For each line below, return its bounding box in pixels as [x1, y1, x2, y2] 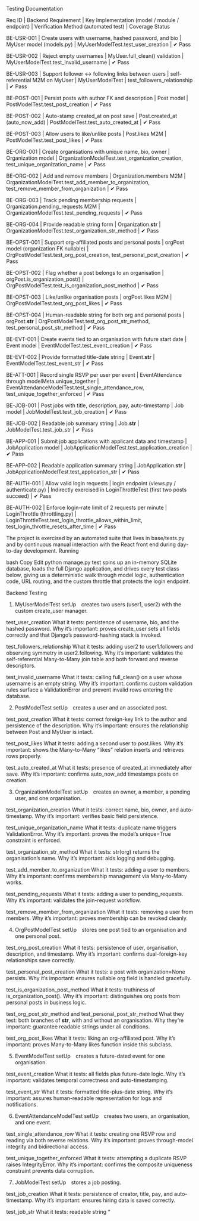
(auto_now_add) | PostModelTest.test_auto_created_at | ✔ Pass [6, 119, 161, 126]
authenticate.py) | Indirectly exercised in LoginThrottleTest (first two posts [6, 486, 187, 493]
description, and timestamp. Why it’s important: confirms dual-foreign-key [6, 950, 188, 957]
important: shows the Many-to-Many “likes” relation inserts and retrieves [6, 746, 184, 753]
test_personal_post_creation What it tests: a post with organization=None [6, 968, 185, 975]
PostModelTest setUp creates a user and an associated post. [14, 704, 168, 711]
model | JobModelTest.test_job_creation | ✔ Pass [6, 408, 127, 415]
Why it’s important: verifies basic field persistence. [34, 813, 159, 819]
